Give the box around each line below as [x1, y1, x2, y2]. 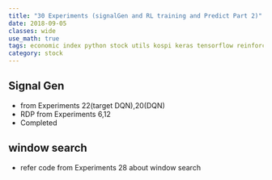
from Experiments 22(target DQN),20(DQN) [19, 100, 166, 110]
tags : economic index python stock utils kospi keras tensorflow [8, 42, 233, 50]
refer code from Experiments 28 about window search [19, 162, 201, 172]
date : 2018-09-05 [8, 19, 67, 27]
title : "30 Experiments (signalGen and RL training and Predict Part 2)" [8, 11, 263, 20]
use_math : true [8, 34, 60, 43]
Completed [19, 118, 57, 128]
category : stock [8, 49, 63, 57]
